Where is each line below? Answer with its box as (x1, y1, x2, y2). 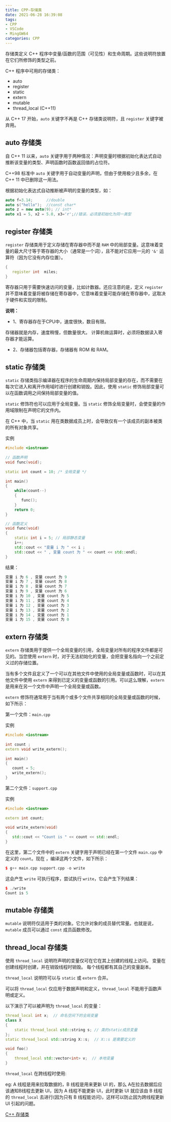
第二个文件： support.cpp (5, 785, 58, 791)
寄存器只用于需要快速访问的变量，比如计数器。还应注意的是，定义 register (5, 284, 163, 290)
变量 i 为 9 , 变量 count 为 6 (5, 589, 67, 594)
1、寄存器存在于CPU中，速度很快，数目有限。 (12, 318, 109, 325)
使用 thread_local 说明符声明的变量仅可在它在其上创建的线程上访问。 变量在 (5, 958, 166, 964)
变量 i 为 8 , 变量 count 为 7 (5, 584, 67, 589)
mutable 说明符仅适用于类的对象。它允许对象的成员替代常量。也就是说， (5, 920, 157, 927)
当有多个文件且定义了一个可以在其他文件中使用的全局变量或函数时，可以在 (5, 670, 161, 677)
